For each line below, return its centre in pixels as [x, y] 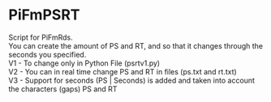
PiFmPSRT [44, 15]
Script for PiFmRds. [41, 37]
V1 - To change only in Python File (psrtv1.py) [84, 63]
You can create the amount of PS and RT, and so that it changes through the [136, 45]
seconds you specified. [47, 54]
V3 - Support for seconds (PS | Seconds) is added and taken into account [132, 80]
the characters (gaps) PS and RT [63, 89]
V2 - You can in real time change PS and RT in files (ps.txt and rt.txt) [123, 71]
